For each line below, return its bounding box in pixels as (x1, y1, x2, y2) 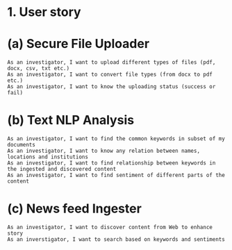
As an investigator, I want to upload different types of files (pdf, (7, 59, 216, 66)
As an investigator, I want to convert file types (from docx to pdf (7, 71, 213, 78)
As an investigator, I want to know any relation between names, (7, 147, 200, 155)
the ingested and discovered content (7, 166, 117, 173)
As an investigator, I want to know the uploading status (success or (7, 83, 216, 90)
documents (7, 142, 36, 149)
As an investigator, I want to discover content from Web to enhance (7, 224, 213, 231)
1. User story (7, 4, 81, 20)
